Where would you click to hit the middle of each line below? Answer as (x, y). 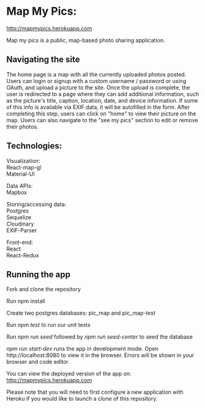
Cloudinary (20, 224)
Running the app (38, 274)
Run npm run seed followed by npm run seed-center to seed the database (99, 337)
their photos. (22, 127)
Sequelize (19, 217)
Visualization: (23, 160)
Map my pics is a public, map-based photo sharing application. (86, 40)
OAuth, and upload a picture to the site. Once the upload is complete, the (98, 87)
